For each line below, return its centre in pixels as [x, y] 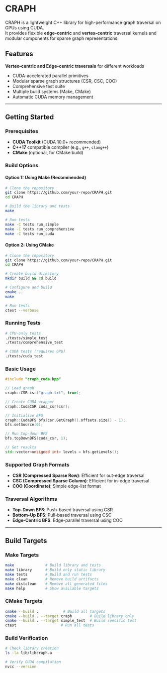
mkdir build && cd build [31, 279]
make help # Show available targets [52, 588]
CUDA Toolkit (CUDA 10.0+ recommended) [56, 142]
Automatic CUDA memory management [53, 97]
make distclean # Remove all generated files [56, 584]
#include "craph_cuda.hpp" [33, 379]
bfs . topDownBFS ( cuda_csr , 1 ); [37, 439]
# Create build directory [32, 274]
